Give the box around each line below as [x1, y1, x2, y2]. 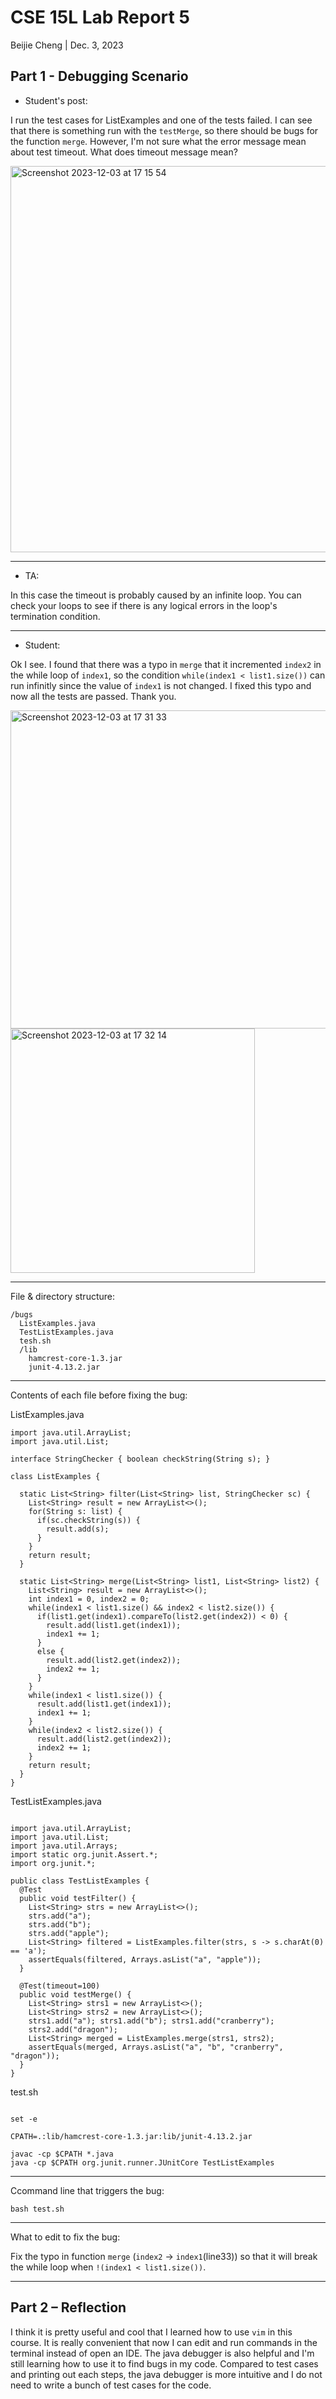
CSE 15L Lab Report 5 [10, 6, 190, 29]
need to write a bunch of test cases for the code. [10, 2379, 212, 2391]
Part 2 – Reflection [10, 2299, 127, 2316]
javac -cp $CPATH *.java [10, 2149, 114, 2159]
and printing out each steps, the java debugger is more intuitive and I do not [10, 2368, 323, 2380]
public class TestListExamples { [10, 1876, 150, 1886]
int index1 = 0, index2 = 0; [28, 1594, 150, 1604]
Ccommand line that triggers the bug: [10, 2184, 165, 2196]
